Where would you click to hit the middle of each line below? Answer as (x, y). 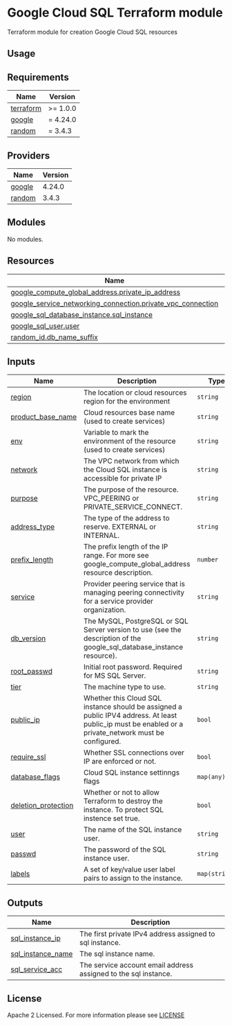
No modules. (25, 239)
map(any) (211, 777)
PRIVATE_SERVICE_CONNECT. (133, 507)
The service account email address (136, 965)
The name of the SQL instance (133, 830)
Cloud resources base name (129, 413)
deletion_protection (42, 806)
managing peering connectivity (134, 593)
